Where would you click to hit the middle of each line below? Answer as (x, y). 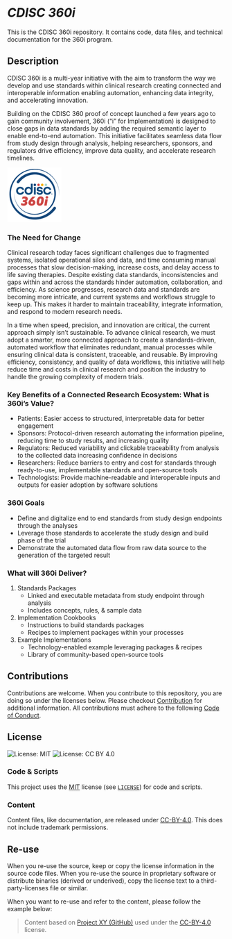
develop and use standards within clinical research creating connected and (114, 85)
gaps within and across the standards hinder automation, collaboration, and (115, 282)
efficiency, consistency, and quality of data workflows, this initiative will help (116, 362)
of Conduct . (24, 715)
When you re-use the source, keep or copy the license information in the (111, 865)
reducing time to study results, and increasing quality (93, 441)
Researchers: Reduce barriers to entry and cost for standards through (117, 463)
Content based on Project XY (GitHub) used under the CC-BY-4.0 (117, 922)
